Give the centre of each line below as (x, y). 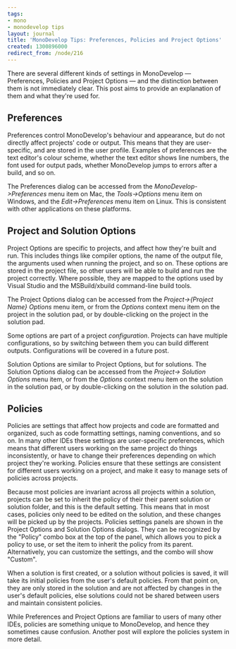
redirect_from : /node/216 (45, 54)
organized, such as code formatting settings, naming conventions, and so (114, 433)
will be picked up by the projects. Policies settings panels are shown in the (115, 522)
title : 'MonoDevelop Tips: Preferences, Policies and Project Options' (114, 40)
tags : (15, 14)
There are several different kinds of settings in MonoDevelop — (99, 73)
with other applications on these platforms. (69, 208)
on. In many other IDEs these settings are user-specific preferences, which (116, 441)
